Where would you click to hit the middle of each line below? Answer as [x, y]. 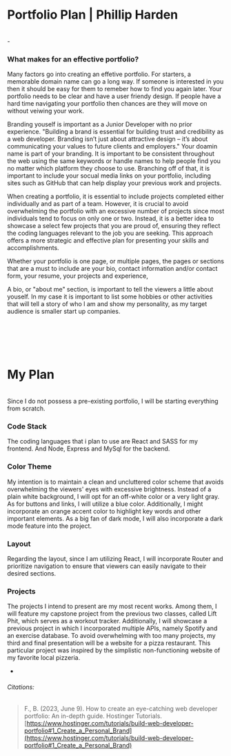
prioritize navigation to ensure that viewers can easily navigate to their [107, 566]
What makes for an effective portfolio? [73, 59]
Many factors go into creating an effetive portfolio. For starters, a [99, 74]
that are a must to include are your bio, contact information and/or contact [112, 269]
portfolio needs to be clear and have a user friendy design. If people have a [114, 96]
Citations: [21, 687]
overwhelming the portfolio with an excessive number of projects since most [116, 211]
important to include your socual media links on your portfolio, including [109, 176]
